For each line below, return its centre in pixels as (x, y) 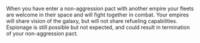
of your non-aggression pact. (42, 34)
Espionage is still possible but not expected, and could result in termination (98, 27)
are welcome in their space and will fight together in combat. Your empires (98, 15)
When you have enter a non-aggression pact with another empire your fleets (100, 9)
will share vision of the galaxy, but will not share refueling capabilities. (92, 21)
